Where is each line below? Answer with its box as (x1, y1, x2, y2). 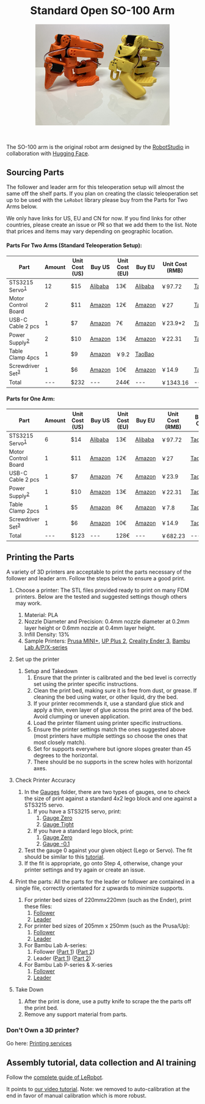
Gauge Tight (42, 821, 74, 828)
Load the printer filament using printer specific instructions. (33, 720, 183, 726)
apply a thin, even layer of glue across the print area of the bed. (33, 706, 193, 713)
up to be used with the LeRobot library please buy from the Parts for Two (6, 197, 188, 204)
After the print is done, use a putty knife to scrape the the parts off (24, 998, 192, 1005)
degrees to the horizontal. (33, 752, 99, 759)
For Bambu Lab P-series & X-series (24, 961, 113, 968)
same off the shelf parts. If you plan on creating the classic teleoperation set (6, 190, 198, 197)
